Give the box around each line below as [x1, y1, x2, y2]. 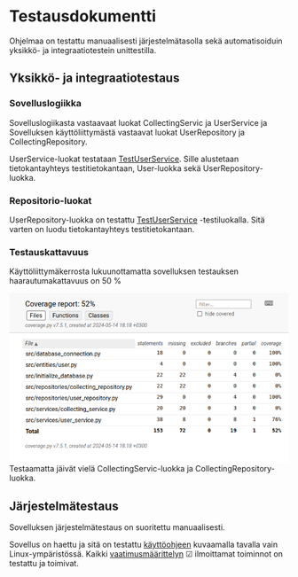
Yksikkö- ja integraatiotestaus [9, 71, 180, 86]
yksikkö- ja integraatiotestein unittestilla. [9, 44, 157, 55]
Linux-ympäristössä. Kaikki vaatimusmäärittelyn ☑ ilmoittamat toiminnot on [9, 548, 284, 559]
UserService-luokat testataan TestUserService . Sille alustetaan [9, 153, 239, 164]
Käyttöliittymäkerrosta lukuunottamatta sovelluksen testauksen [9, 266, 239, 277]
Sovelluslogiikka [9, 97, 82, 110]
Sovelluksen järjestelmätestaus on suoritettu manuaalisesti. [9, 521, 225, 533]
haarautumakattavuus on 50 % [9, 276, 122, 286]
